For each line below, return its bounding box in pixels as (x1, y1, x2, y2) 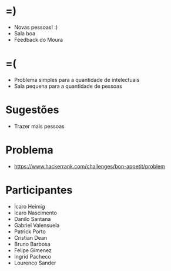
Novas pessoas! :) (14, 24, 58, 31)
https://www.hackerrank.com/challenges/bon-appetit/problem (14, 163, 166, 170)
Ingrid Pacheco (14, 253, 51, 260)
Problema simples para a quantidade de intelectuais (14, 76, 140, 83)
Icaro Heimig (14, 203, 45, 210)
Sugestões (5, 103, 59, 117)
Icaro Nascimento (14, 209, 57, 216)
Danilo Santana (14, 215, 51, 222)
